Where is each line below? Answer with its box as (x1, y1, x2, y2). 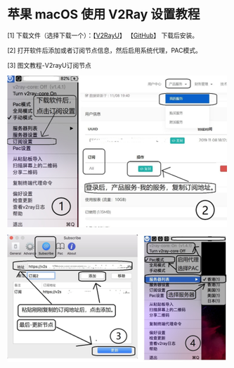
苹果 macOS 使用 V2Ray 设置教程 (7, 6, 200, 23)
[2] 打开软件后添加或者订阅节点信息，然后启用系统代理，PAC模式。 (7, 46, 202, 54)
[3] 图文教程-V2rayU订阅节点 (7, 61, 91, 69)
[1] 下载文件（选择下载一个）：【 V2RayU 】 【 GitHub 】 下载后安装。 (7, 31, 199, 39)
